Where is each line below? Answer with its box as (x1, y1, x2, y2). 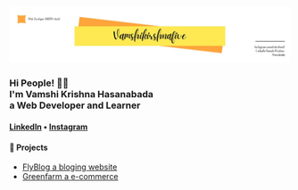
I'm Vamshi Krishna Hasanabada (9, 88, 153, 101)
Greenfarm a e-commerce (21, 171, 119, 182)
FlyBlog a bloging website (21, 161, 118, 172)
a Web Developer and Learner (9, 99, 141, 112)
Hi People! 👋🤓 (9, 77, 70, 89)
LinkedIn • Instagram (9, 121, 88, 132)
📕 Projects (9, 142, 48, 153)
